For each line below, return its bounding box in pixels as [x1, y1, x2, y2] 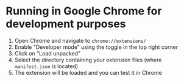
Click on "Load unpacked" [14, 49, 81, 57]
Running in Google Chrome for [5, 4, 162, 18]
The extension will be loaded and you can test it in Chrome [14, 69, 162, 76]
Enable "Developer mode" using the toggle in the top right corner [14, 43, 179, 51]
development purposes [5, 17, 126, 31]
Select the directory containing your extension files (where [14, 56, 162, 63]
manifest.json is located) [14, 62, 79, 70]
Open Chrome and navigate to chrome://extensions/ [14, 37, 147, 44]
